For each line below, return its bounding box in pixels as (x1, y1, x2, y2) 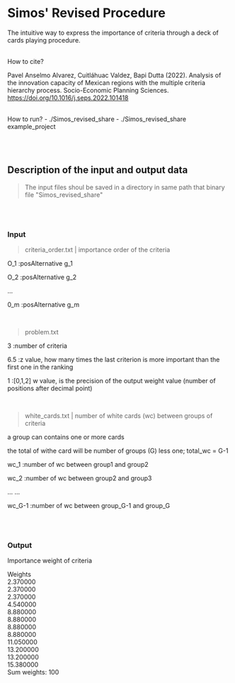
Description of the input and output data (7, 164, 188, 176)
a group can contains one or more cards (7, 433, 125, 441)
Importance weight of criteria (7, 556, 93, 565)
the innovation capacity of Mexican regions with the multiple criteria (7, 78, 206, 86)
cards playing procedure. (7, 35, 81, 44)
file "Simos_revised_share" (24, 190, 103, 199)
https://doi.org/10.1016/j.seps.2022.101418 (7, 94, 129, 102)
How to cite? (7, 57, 44, 65)
